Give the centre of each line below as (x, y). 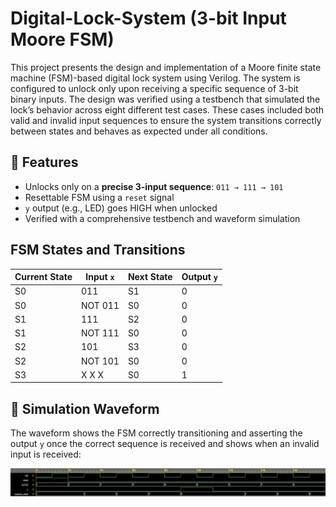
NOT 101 (100, 361)
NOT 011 (100, 305)
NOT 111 (100, 333)
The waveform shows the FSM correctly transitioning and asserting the (156, 433)
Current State (43, 277)
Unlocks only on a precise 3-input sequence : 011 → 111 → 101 (154, 186)
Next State (150, 277)
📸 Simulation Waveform (85, 408)
